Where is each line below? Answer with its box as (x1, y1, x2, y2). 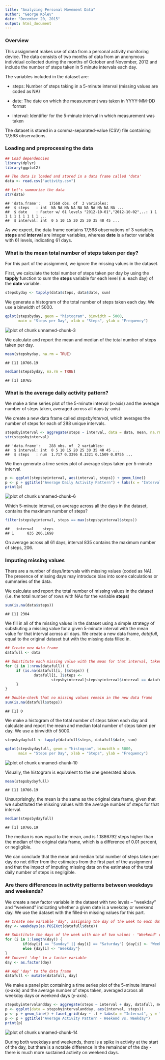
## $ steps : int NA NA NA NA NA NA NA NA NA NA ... (5, 205, 124, 210)
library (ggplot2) (5, 165, 41, 170)
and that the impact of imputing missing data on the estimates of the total (5, 864, 154, 870)
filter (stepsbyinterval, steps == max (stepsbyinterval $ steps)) (5, 517, 137, 523)
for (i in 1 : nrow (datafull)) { (5, 664, 69, 668)
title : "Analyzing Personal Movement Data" (5, 7, 96, 12)
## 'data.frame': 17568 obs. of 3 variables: (5, 201, 109, 206)
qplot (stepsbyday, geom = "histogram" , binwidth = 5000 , (5, 314, 124, 319)
